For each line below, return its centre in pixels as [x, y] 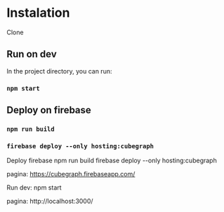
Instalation [38, 13]
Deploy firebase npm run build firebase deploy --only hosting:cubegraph [112, 161]
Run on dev [32, 54]
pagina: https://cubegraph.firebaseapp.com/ [71, 174]
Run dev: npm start [34, 188]
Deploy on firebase [49, 110]
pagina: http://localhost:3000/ [50, 202]
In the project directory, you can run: [59, 71]
